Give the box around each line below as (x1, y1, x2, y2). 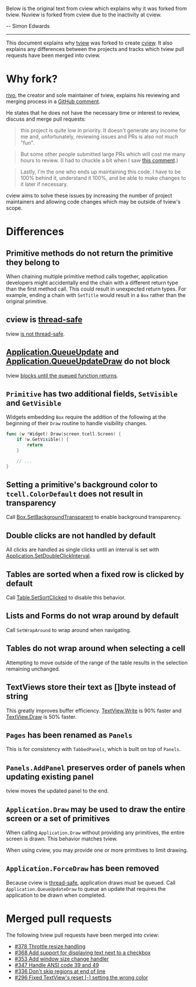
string (6, 691, 29, 702)
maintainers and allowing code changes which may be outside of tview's (6, 198, 181, 205)
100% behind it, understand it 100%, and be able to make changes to (20, 174, 187, 181)
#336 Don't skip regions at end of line (14, 968, 106, 975)
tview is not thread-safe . (6, 330, 65, 337)
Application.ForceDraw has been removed (6, 863, 159, 873)
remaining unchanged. (6, 665, 60, 672)
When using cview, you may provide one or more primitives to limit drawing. (6, 846, 188, 853)
